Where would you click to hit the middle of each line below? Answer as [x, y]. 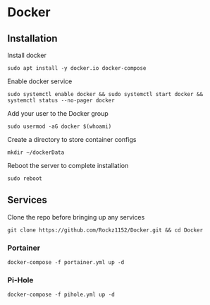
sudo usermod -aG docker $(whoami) [60, 126]
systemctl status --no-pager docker [61, 100]
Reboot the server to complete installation [68, 166]
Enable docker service [40, 81]
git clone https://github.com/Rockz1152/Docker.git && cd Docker [105, 230]
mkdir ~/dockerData [36, 152]
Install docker [27, 55]
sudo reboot [25, 179]
